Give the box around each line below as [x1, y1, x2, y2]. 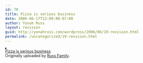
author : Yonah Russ [5, 20, 45, 26]
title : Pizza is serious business [5, 12, 76, 16]
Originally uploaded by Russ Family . [5, 53, 70, 58]
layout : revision [5, 25, 41, 30]
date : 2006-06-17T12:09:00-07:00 [5, 16, 73, 21]
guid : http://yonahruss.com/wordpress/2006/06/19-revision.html [5, 30, 139, 34]
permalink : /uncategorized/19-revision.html [5, 34, 97, 39]
